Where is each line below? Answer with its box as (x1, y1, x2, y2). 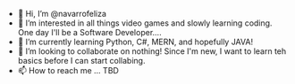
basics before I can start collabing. (17, 56, 146, 65)
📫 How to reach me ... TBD (17, 65, 119, 75)
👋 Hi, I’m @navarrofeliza (17, 9, 107, 19)
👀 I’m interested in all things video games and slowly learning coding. (17, 18, 273, 28)
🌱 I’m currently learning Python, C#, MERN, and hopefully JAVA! (17, 36, 253, 47)
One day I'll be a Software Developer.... (17, 27, 163, 37)
